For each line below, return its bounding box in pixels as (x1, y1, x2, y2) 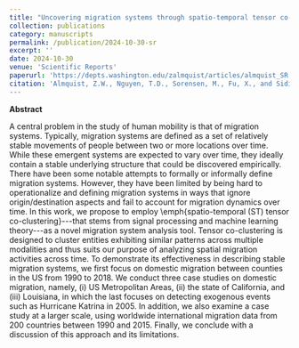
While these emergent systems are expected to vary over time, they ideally (9, 149, 284, 160)
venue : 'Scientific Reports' (9, 63, 117, 72)
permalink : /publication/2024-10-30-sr (9, 37, 158, 47)
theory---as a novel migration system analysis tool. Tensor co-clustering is (9, 224, 283, 236)
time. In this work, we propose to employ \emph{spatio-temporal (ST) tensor (9, 206, 289, 216)
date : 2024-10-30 (9, 54, 74, 63)
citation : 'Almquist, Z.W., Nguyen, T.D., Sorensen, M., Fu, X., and (9, 79, 273, 88)
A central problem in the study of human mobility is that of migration (9, 121, 260, 132)
